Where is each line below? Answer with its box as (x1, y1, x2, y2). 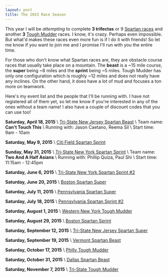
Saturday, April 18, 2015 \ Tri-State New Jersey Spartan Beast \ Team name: (5, 119, 163, 125)
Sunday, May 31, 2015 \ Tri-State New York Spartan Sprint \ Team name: (5, 149, 155, 155)
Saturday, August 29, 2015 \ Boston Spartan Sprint (5, 217, 111, 223)
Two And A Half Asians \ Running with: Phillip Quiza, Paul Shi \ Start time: (5, 154, 157, 160)
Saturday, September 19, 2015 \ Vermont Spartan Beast (5, 237, 121, 243)
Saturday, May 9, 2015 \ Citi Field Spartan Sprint (5, 139, 106, 145)
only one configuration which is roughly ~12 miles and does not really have (5, 73, 160, 79)
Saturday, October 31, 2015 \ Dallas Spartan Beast (5, 256, 110, 262)
